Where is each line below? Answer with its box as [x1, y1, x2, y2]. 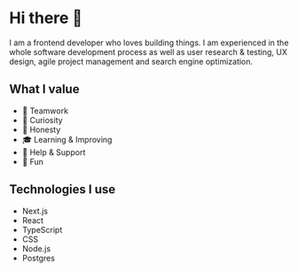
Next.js [21, 206, 49, 216]
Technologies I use [9, 182, 116, 198]
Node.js [21, 243, 51, 253]
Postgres [21, 253, 56, 263]
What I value [9, 82, 80, 97]
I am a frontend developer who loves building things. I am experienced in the [9, 37, 289, 48]
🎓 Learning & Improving [21, 134, 113, 144]
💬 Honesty [21, 124, 61, 135]
